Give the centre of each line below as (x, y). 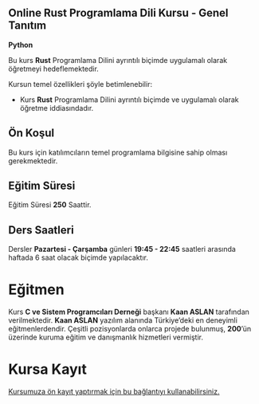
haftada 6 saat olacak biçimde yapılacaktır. (78, 257)
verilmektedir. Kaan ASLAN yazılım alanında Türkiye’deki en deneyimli (123, 320)
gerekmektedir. (33, 161)
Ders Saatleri (41, 230)
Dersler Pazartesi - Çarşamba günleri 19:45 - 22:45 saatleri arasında (122, 249)
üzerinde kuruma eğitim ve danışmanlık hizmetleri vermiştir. (106, 337)
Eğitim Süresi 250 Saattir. (50, 205)
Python (21, 45)
